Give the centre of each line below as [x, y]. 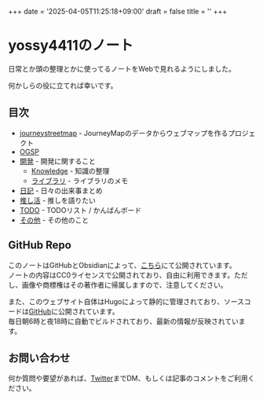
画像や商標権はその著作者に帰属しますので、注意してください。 [124, 284]
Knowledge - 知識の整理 [70, 171]
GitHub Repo [40, 246]
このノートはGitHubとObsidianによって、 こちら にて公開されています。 [122, 265]
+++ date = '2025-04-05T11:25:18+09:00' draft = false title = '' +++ [118, 11]
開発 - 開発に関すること [58, 161]
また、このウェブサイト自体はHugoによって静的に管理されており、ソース [126, 301]
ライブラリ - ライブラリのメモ [79, 181]
